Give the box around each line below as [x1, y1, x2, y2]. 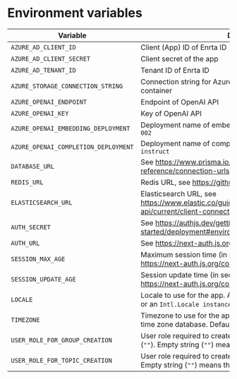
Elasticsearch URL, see [140, 188, 217, 198]
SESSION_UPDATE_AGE [11, 275, 76, 283]
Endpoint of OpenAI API [140, 97, 219, 107]
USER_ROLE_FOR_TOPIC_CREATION [11, 356, 113, 364]
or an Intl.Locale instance [140, 299, 232, 308]
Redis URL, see [140, 177, 191, 187]
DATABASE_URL [11, 162, 55, 170]
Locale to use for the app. [140, 290, 226, 300]
